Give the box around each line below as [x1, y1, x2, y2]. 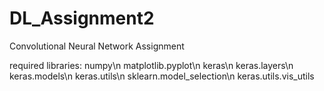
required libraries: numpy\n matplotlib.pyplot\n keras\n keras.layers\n [9, 59, 294, 71]
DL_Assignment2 [9, 7, 155, 30]
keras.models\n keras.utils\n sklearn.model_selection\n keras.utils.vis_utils [9, 70, 315, 82]
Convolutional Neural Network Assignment [9, 40, 185, 52]
